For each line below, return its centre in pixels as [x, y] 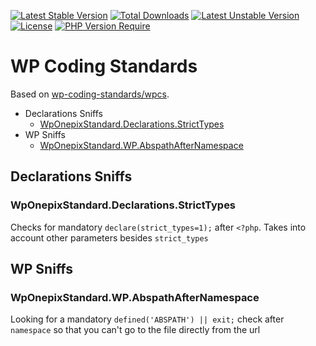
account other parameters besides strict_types [109, 237]
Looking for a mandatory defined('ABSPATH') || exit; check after [147, 319]
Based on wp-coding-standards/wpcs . [90, 94]
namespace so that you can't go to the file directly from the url [135, 330]
